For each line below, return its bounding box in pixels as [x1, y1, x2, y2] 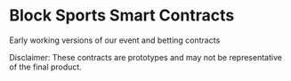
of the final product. [9, 61, 82, 72]
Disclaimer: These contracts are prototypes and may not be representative [9, 52, 283, 62]
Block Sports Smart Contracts [9, 5, 235, 26]
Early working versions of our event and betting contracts [9, 35, 221, 45]
